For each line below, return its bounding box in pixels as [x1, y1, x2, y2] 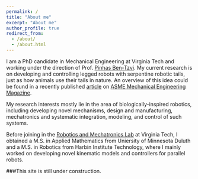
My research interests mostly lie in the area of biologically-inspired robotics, [6, 100, 192, 108]
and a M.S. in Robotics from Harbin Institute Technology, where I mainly [6, 143, 181, 151]
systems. [6, 119, 28, 126]
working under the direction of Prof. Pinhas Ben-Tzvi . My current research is [6, 64, 193, 71]
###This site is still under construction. [6, 167, 102, 174]
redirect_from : [6, 31, 44, 37]
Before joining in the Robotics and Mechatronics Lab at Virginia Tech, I [6, 131, 178, 138]
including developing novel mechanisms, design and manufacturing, [6, 107, 173, 114]
